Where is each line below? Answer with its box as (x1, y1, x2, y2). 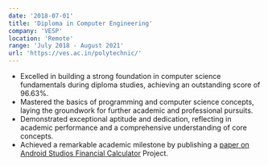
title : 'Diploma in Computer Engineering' (8, 19, 153, 27)
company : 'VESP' (8, 27, 63, 35)
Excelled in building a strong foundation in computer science (19, 72, 221, 81)
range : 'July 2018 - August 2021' (8, 42, 125, 50)
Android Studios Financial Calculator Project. (19, 148, 169, 158)
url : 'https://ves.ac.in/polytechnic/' (8, 49, 142, 57)
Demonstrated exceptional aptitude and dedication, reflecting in (19, 114, 232, 123)
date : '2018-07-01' (8, 11, 74, 20)
